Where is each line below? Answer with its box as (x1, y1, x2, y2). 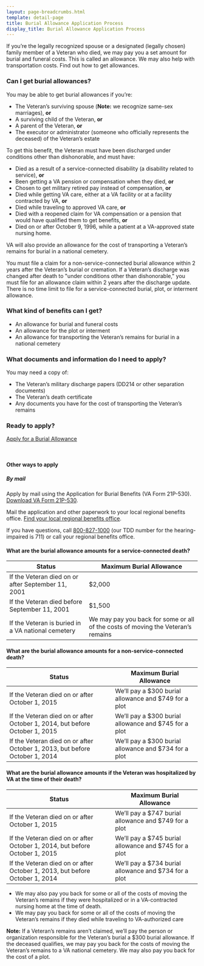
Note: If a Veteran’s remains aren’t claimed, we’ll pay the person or (6, 927, 173, 934)
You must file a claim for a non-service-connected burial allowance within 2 (6, 259, 196, 267)
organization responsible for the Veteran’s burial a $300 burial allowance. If (6, 933, 194, 941)
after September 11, (9, 580, 67, 589)
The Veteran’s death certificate (15, 393, 93, 401)
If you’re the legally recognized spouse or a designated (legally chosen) (6, 43, 186, 50)
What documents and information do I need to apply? (6, 355, 166, 363)
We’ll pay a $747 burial (115, 809, 181, 817)
